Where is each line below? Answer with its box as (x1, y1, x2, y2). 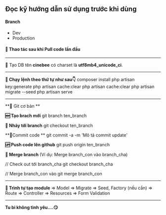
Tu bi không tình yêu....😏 (5, 204, 58, 210)
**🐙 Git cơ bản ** (5, 103, 41, 109)
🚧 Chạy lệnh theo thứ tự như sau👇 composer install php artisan (5, 76, 135, 82)
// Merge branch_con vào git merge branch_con (5, 171, 102, 176)
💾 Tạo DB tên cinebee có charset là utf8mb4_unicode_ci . (5, 62, 123, 68)
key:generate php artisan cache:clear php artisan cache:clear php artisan (5, 84, 155, 89)
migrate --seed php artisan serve (5, 88, 73, 94)
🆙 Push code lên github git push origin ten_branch (5, 141, 110, 147)
